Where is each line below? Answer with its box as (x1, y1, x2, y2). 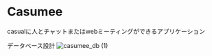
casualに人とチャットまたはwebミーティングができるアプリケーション (7, 27, 206, 35)
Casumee (7, 4, 63, 20)
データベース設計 (7, 41, 56, 49)
